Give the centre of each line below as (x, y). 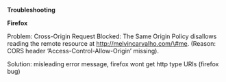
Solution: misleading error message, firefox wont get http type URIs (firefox (113, 64)
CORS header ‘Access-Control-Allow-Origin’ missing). (83, 51)
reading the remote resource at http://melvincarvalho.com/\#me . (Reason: (112, 43)
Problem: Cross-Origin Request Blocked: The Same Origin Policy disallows (112, 36)
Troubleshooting (32, 10)
